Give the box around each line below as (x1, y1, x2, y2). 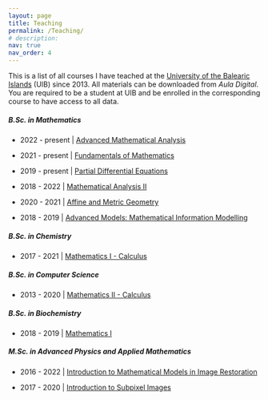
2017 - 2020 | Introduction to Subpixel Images (19, 382, 172, 392)
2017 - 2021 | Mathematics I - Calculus (19, 251, 148, 261)
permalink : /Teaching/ (8, 26, 84, 34)
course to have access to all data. (8, 97, 119, 106)
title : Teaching (8, 19, 62, 27)
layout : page (8, 11, 52, 20)
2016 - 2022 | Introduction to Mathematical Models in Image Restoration (19, 366, 258, 377)
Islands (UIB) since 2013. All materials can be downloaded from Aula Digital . (8, 79, 259, 89)
